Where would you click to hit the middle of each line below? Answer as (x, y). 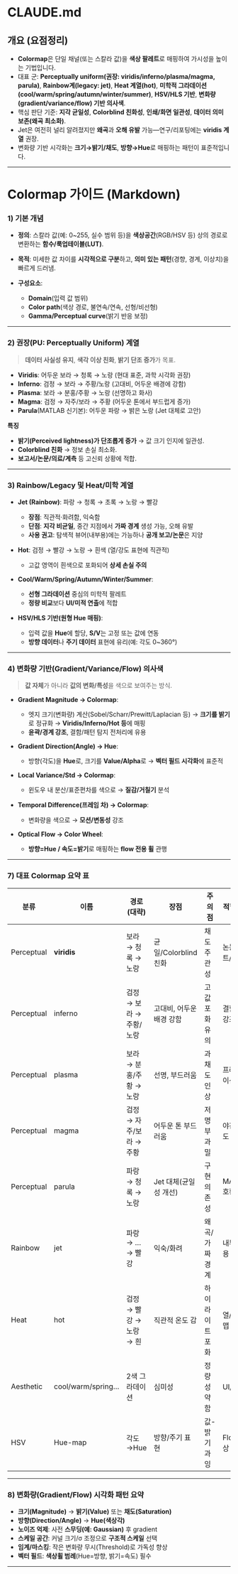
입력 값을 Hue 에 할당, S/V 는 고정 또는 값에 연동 (93, 633)
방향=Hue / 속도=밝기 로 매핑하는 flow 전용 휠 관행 (98, 849)
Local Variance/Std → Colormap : (66, 775)
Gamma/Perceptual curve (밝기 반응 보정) (88, 316)
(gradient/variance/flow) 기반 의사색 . (72, 103)
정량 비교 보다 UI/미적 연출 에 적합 (73, 603)
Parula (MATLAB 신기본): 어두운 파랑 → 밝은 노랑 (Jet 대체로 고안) (109, 410)
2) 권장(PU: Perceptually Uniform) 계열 (73, 343)
